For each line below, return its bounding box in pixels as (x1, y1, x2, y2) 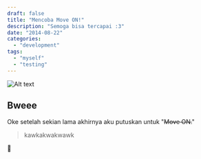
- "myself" (13, 55, 45, 62)
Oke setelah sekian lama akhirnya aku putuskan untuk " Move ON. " (7, 118, 195, 126)
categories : (7, 36, 41, 42)
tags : (7, 49, 23, 56)
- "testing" (13, 61, 48, 68)
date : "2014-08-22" (7, 29, 63, 36)
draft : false (7, 10, 45, 17)
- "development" (13, 42, 60, 49)
